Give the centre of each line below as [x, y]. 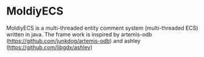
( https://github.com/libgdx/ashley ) [49, 47]
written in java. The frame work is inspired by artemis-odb [79, 34]
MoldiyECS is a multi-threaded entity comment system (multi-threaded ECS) [102, 28]
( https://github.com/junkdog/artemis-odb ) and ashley [74, 41]
